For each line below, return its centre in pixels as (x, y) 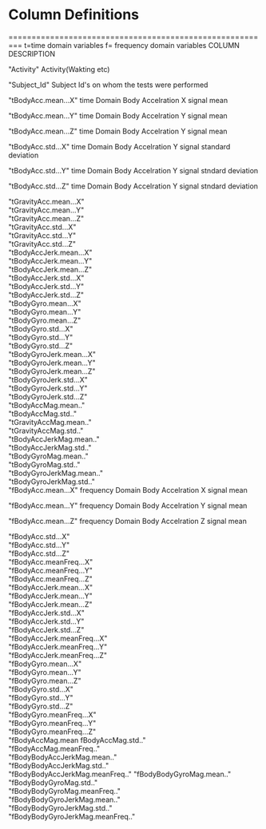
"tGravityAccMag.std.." (46, 430)
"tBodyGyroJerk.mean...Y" (52, 363)
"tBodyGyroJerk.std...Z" (48, 396)
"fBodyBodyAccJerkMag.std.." (59, 765)
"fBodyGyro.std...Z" (41, 706)
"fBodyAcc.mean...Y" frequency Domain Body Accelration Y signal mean (128, 506)
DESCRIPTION (32, 54)
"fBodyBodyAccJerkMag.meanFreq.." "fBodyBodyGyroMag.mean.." (120, 774)
